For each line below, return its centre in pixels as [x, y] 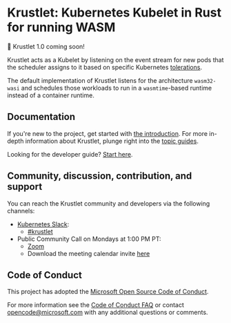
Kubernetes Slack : [43, 224]
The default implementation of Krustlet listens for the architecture [100, 80]
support [25, 187]
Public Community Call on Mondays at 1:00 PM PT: [89, 239]
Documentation [41, 117]
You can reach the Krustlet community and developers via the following [109, 203]
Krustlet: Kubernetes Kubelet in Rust [114, 13]
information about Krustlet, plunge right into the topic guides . [112, 141]
